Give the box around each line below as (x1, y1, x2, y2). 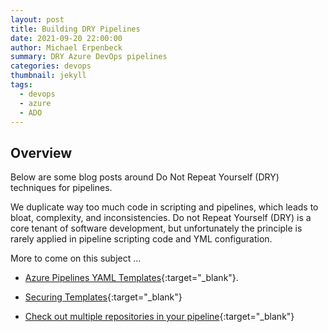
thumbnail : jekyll (10, 71, 87, 81)
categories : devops (10, 61, 92, 71)
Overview (10, 144, 73, 161)
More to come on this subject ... (10, 252, 142, 265)
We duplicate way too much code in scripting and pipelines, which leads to (10, 201, 319, 213)
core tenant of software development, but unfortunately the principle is (10, 222, 303, 235)
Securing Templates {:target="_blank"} (24, 291, 183, 303)
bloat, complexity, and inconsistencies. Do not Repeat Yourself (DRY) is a (10, 212, 312, 224)
